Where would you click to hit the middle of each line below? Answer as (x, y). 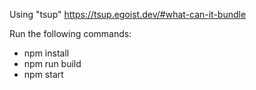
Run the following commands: (70, 33)
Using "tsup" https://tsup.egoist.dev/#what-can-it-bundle (128, 14)
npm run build (52, 63)
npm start (43, 74)
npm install (46, 53)
